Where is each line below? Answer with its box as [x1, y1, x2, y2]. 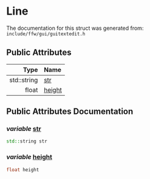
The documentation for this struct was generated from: [6, 24, 144, 32]
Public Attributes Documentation [6, 107, 134, 117]
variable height [6, 153, 53, 161]
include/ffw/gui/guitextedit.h [6, 30, 86, 37]
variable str [6, 125, 41, 133]
